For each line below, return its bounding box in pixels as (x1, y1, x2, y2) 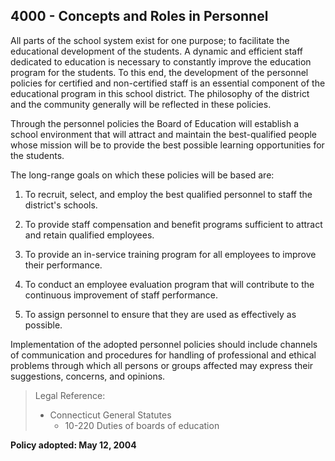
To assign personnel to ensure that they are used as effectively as (24, 308, 297, 320)
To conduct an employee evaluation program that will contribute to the (24, 278, 315, 290)
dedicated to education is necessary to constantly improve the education (10, 55, 312, 68)
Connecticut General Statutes (49, 409, 172, 421)
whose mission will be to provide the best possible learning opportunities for (10, 139, 325, 151)
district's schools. (24, 199, 98, 211)
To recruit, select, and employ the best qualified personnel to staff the (24, 188, 313, 200)
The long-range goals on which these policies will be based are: (10, 169, 275, 181)
